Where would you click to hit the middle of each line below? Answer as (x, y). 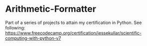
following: (15, 27)
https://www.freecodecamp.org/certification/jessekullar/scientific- (73, 33)
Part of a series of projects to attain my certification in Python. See (73, 23)
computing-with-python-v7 (33, 38)
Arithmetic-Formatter (51, 9)
